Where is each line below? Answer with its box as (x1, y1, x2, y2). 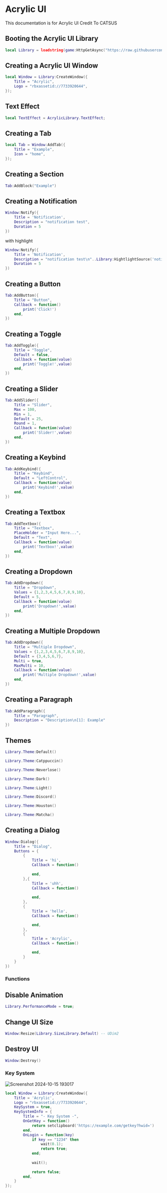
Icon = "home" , (14, 152, 46, 157)
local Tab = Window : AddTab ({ (5, 142, 66, 147)
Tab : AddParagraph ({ (5, 709, 46, 714)
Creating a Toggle (5, 330, 62, 338)
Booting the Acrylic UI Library (5, 34, 98, 43)
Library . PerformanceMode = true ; (5, 1004, 75, 1009)
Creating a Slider (5, 384, 58, 393)
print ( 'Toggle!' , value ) (23, 361, 72, 366)
